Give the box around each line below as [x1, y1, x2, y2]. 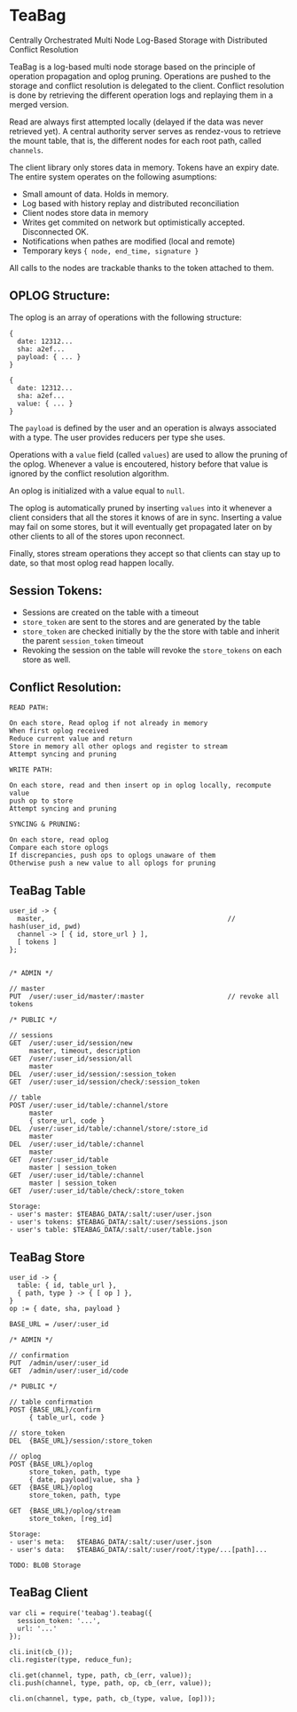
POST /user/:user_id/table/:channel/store [9, 1101, 168, 1110]
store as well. [21, 654, 71, 665]
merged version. [9, 99, 69, 109]
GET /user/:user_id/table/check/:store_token [9, 1187, 184, 1196]
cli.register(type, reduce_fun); [9, 1655, 133, 1664]
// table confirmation [9, 1397, 93, 1406]
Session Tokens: [9, 583, 103, 598]
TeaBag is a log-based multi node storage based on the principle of [9, 61, 255, 72]
